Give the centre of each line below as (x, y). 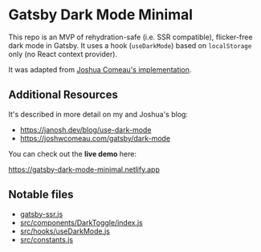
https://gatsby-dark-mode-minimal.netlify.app (84, 169)
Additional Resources (63, 95)
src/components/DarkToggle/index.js (81, 222)
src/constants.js (47, 239)
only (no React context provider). (63, 54)
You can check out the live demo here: (72, 153)
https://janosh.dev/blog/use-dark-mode (86, 129)
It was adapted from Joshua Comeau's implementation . (100, 69)
